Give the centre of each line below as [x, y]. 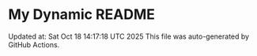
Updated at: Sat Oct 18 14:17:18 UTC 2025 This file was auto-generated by [129, 36]
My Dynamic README [82, 15]
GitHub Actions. [34, 44]
